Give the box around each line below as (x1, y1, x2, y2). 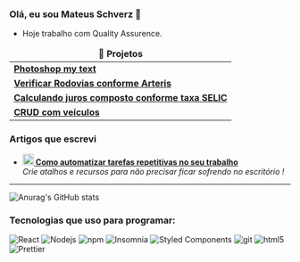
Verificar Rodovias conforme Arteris (13, 78, 172, 90)
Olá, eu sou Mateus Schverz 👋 (9, 8, 142, 20)
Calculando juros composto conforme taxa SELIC (13, 92, 228, 104)
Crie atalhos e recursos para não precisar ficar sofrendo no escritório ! (21, 166, 285, 176)
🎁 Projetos (97, 48, 143, 61)
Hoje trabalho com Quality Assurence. (21, 29, 162, 39)
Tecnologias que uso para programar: (9, 214, 176, 226)
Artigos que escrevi (9, 133, 96, 145)
